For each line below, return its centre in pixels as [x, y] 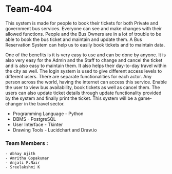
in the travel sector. [44, 103]
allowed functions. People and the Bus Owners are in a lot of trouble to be [83, 34]
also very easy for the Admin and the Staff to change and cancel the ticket [84, 60]
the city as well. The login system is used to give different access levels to [84, 71]
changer [14, 103]
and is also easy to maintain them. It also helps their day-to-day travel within [86, 66]
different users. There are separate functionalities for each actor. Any [79, 76]
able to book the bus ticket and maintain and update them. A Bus [74, 39]
